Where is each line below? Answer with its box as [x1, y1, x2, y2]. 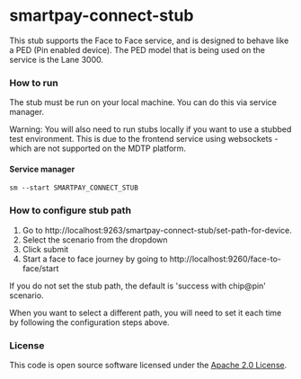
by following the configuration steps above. [9, 316, 170, 328]
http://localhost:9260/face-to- [169, 253, 281, 264]
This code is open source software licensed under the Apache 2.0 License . [9, 360, 288, 371]
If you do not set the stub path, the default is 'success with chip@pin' [9, 280, 267, 291]
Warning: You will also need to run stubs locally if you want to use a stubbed [9, 124, 292, 135]
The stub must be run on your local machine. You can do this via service [9, 97, 277, 108]
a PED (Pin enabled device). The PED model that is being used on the [9, 44, 265, 55]
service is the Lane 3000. [9, 54, 104, 65]
